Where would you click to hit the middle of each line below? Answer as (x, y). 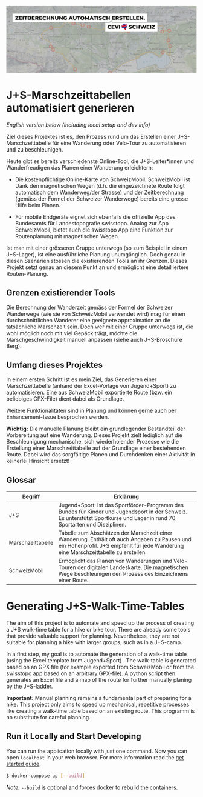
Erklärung (126, 496)
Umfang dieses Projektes (55, 365)
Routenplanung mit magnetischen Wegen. (67, 236)
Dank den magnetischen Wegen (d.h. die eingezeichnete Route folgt (100, 185)
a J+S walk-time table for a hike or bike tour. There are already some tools (98, 629)
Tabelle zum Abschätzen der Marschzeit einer (115, 533)
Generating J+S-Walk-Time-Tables (95, 606)
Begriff (31, 496)
